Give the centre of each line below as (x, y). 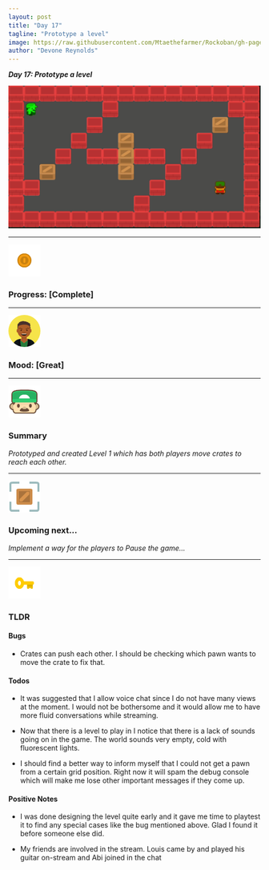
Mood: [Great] (36, 365)
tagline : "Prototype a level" (59, 34)
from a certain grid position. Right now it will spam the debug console (134, 772)
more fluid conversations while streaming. (89, 715)
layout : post (30, 17)
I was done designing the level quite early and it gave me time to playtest (140, 816)
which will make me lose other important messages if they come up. (132, 780)
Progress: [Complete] (51, 294)
